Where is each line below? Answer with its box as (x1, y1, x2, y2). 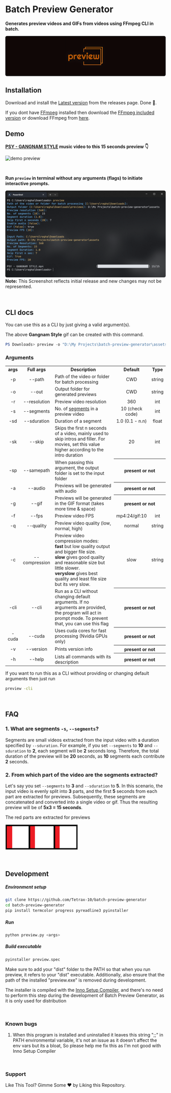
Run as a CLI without (54, 588, 98, 594)
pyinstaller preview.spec (5, 957, 60, 962)
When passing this (54, 459, 94, 465)
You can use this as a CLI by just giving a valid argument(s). (5, 322, 131, 328)
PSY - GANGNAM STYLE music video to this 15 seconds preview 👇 (5, 143, 149, 150)
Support (5, 1070, 26, 1077)
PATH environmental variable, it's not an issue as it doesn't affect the (12, 1037, 157, 1044)
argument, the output (54, 465, 99, 471)
